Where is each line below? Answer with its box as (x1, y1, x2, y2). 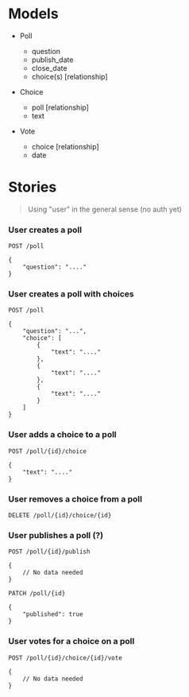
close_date (31, 63, 67, 72)
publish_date (31, 55, 74, 64)
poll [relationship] (31, 103, 90, 112)
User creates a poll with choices (8, 288, 135, 300)
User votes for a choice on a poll (8, 636, 135, 647)
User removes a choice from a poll (8, 494, 143, 505)
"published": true (22, 610, 83, 618)
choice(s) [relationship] (31, 72, 109, 81)
